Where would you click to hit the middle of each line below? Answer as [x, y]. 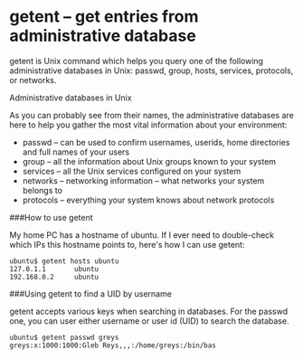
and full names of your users [76, 152]
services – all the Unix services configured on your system [132, 171]
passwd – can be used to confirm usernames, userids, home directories [156, 142]
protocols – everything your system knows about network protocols [148, 200]
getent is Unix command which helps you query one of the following [137, 61]
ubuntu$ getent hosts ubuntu [64, 261]
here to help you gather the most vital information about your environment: [148, 125]
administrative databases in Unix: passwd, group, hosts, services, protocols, [151, 71]
